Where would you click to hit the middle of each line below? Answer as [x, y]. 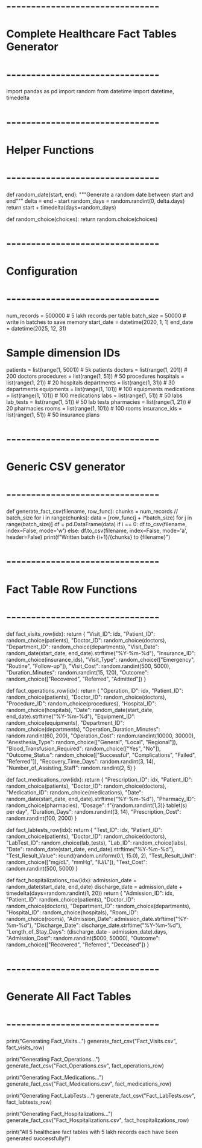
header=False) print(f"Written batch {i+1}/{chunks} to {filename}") [88, 537]
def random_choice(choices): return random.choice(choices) [82, 219]
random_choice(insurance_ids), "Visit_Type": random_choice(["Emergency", [100, 659]
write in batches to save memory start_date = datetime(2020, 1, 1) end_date [100, 322]
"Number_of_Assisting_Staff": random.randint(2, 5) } [71, 768]
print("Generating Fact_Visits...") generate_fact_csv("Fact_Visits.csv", [92, 1041]
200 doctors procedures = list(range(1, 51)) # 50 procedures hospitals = [96, 376]
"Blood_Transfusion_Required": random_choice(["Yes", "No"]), [84, 748]
